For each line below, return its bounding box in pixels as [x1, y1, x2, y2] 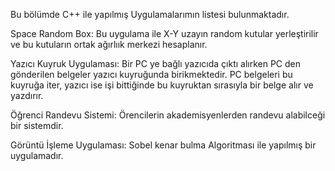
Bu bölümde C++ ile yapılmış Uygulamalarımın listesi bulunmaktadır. [10, 9, 290, 20]
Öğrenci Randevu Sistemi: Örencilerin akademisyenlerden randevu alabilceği [10, 109, 326, 121]
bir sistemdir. [10, 120, 64, 131]
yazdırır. [10, 90, 44, 101]
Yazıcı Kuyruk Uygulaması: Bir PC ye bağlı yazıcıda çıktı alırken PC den [10, 58, 302, 69]
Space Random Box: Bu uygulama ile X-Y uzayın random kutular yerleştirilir [10, 28, 319, 39]
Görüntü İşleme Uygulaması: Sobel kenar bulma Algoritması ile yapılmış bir [10, 139, 317, 151]
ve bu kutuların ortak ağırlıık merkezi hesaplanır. [10, 39, 208, 50]
